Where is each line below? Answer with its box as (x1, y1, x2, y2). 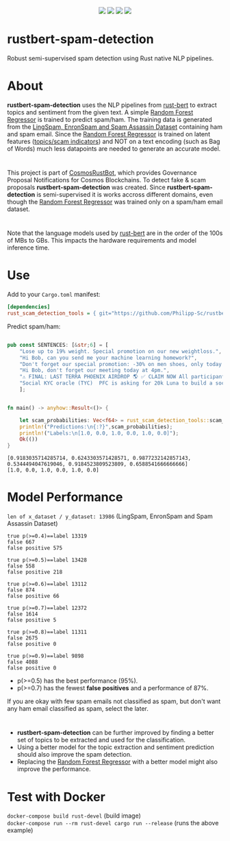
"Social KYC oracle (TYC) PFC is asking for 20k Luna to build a (19, 380, 213, 387)
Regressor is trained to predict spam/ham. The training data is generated (7, 115, 212, 123)
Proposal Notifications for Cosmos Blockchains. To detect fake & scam (7, 176, 207, 184)
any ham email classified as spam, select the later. (7, 705, 149, 713)
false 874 (7, 587, 36, 594)
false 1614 (7, 611, 38, 618)
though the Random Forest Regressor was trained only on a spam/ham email (7, 198, 223, 206)
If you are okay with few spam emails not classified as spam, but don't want (7, 697, 221, 705)
